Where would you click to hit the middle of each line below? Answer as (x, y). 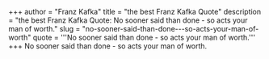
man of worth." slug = (44, 29)
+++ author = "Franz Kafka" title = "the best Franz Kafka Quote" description (135, 12)
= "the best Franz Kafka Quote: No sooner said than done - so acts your (128, 20)
